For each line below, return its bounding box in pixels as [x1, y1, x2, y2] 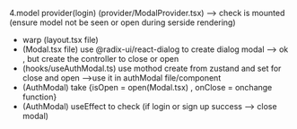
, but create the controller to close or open [22, 54, 179, 64]
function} [22, 91, 57, 102]
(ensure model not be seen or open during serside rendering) [9, 17, 236, 28]
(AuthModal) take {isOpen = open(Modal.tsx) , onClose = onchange [22, 82, 273, 92]
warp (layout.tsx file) [22, 35, 99, 45]
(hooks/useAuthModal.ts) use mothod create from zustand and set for [22, 63, 282, 73]
